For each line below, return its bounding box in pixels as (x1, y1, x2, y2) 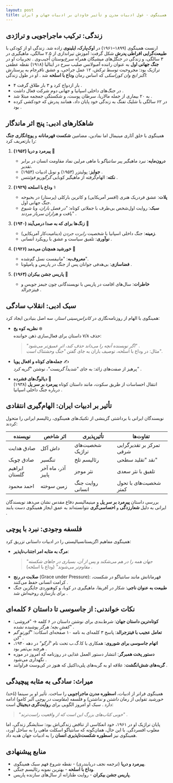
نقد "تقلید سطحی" (117, 456, 158, 463)
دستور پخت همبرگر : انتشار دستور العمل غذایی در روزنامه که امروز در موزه (13, 651, 155, 657)
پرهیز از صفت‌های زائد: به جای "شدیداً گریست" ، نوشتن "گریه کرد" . (13, 366, 142, 372)
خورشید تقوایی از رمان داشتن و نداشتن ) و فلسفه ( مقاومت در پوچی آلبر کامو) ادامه (6, 696, 164, 702)
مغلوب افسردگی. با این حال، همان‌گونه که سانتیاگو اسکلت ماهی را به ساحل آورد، (6, 727, 160, 733)
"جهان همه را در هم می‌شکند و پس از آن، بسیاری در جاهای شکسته (26, 558, 153, 564)
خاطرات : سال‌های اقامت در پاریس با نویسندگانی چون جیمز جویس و (21, 281, 150, 288)
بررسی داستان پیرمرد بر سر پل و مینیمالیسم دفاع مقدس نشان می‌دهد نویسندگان (6, 499, 159, 505)
